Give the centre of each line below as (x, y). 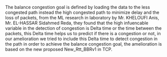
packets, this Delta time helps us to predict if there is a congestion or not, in (83, 33)
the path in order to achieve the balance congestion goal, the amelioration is (83, 44)
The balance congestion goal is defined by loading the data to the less (77, 7)
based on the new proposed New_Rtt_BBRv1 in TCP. (59, 49)
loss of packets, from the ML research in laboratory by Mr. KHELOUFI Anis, (82, 18)
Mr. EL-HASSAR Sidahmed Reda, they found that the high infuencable (77, 23)
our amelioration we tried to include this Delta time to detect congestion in (81, 39)
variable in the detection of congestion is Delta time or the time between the (83, 28)
